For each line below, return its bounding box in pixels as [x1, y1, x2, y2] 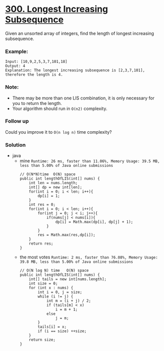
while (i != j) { [37, 294, 73, 299]
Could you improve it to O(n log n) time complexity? [5, 129, 112, 135]
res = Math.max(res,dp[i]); [37, 233, 96, 238]
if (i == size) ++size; [37, 329, 87, 334]
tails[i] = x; [37, 324, 67, 330]
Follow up [5, 118, 29, 125]
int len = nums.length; [29, 181, 78, 186]
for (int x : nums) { [29, 286, 73, 291]
